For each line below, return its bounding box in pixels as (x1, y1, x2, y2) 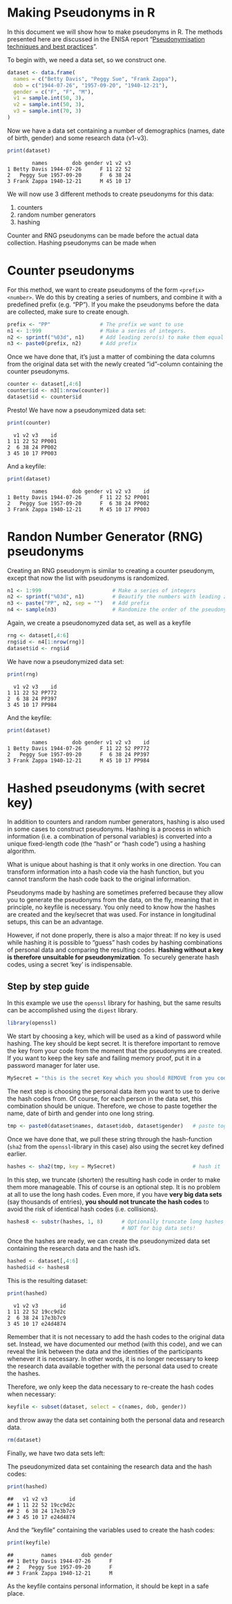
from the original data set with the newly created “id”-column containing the (7, 360, 223, 369)
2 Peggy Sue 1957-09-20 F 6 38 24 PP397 (7, 751, 150, 759)
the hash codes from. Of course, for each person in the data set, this (7, 1094, 202, 1102)
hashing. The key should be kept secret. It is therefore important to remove (7, 1039, 220, 1048)
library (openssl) (7, 1019, 57, 1026)
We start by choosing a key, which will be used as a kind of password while (7, 1032, 222, 1040)
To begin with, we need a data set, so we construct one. (7, 55, 167, 63)
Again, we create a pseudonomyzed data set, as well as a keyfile (7, 619, 191, 627)
